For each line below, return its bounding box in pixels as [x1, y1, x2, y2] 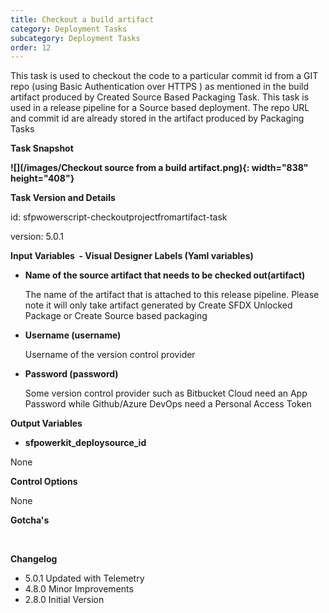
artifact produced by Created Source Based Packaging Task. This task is [10, 91, 310, 103]
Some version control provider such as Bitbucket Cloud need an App [24, 387, 308, 400]
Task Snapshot [10, 142, 74, 155]
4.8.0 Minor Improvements [24, 583, 134, 595]
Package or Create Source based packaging [24, 310, 208, 322]
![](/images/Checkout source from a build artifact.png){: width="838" [10, 162, 309, 174]
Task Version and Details [10, 192, 116, 204]
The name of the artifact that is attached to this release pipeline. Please [24, 289, 320, 301]
